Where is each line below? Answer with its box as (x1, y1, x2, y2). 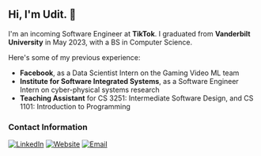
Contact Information (8, 121, 89, 132)
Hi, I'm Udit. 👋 (8, 8, 77, 21)
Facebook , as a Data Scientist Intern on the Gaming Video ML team (19, 68, 240, 78)
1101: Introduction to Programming (19, 101, 130, 111)
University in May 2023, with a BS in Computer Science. (8, 37, 192, 47)
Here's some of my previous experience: (8, 52, 141, 62)
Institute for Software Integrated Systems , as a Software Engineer (19, 76, 239, 86)
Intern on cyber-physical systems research (19, 85, 160, 94)
